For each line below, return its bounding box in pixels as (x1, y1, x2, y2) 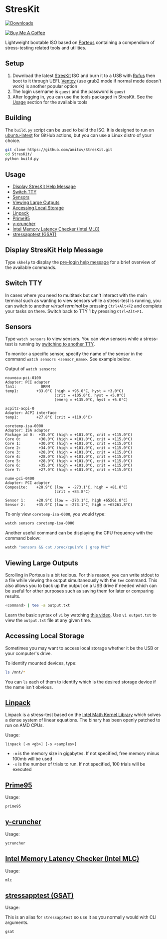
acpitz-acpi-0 (5, 406, 35, 411)
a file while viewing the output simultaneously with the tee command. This (5, 577, 158, 583)
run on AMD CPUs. (5, 722, 44, 728)
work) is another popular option (12, 83, 77, 89)
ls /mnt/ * (5, 669, 26, 674)
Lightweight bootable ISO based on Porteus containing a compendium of (5, 39, 155, 45)
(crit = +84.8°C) (54, 489, 91, 494)
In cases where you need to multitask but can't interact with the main (5, 292, 147, 298)
